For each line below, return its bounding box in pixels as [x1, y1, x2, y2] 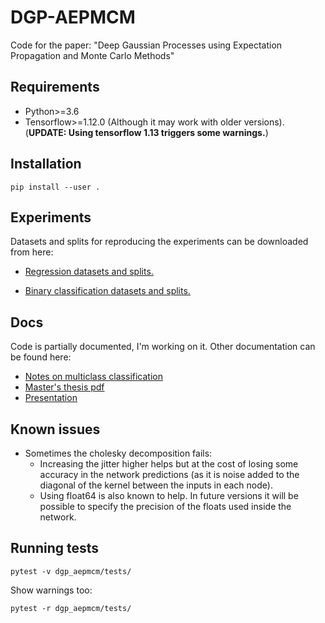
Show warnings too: [10, 584, 93, 596]
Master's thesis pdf [24, 381, 105, 393]
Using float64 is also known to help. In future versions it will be [39, 490, 299, 501]
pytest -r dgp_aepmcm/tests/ [10, 603, 132, 613]
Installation [10, 156, 82, 173]
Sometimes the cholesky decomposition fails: [24, 447, 213, 459]
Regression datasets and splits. [24, 266, 154, 278]
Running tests [10, 540, 100, 557]
